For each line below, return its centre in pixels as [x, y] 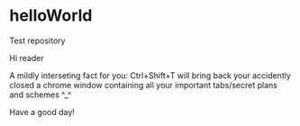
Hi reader [27, 58]
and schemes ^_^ [41, 94]
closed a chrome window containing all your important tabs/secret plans [143, 85]
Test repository [37, 40]
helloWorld [51, 16]
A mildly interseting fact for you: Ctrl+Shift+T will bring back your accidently [150, 75]
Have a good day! [42, 112]
